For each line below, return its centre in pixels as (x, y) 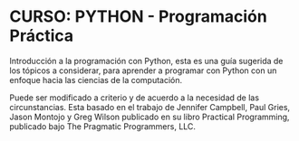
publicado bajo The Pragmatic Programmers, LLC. (103, 126)
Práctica (42, 36)
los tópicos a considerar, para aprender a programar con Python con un (143, 70)
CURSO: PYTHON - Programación (138, 17)
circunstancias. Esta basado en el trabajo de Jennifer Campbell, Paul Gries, (150, 107)
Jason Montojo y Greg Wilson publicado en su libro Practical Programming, (149, 117)
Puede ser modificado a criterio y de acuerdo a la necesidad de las (135, 98)
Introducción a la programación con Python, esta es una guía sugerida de (146, 61)
